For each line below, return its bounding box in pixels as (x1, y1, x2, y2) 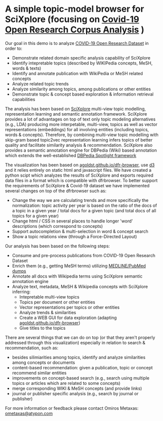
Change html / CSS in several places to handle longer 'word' (12, 218, 133, 224)
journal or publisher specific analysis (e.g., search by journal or (12, 390, 139, 396)
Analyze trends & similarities (19, 309, 76, 315)
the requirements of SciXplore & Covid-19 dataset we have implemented (5, 182, 150, 188)
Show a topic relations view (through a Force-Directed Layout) (12, 233, 137, 240)
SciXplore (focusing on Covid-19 (5, 14, 140, 25)
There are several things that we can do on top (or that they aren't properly (5, 334, 156, 340)
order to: (5, 45, 23, 51)
